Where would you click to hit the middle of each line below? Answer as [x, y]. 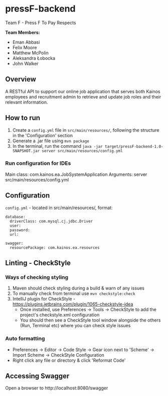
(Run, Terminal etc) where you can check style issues [75, 326]
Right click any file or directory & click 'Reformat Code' [69, 360]
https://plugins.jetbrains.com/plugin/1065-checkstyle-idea [73, 304]
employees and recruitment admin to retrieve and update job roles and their [83, 96]
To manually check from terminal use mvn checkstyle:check [74, 293]
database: [16, 217]
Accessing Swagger [37, 376]
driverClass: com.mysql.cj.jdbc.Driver [51, 221]
